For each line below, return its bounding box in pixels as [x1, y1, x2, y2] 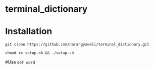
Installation [5, 26, 52, 37]
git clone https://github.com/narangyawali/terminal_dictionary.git [5, 42, 150, 47]
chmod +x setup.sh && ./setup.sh [5, 50, 74, 56]
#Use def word [5, 59, 36, 65]
